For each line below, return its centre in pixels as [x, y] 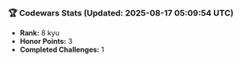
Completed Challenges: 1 [62, 49]
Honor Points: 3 [46, 42]
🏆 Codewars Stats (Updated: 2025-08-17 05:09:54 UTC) [121, 13]
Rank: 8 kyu [39, 33]
